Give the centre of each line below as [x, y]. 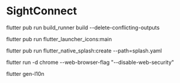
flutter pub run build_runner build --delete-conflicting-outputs [83, 27]
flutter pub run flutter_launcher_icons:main [59, 39]
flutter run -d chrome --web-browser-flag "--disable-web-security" [90, 62]
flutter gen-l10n [25, 73]
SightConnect [42, 11]
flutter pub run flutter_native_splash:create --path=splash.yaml [84, 50]
